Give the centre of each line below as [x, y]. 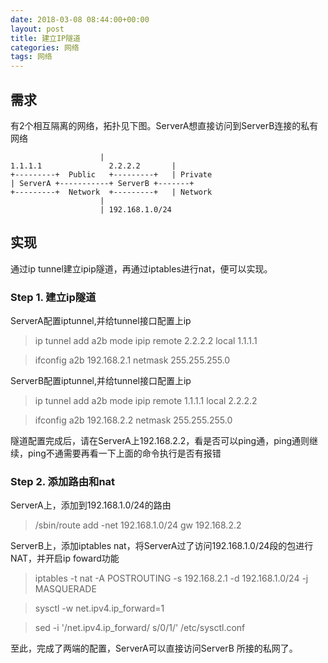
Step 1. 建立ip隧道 [53, 297]
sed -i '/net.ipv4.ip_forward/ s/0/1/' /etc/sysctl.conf [140, 628]
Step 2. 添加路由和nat [63, 481]
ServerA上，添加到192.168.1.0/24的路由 [91, 505]
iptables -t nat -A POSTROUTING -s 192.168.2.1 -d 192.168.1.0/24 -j [171, 578]
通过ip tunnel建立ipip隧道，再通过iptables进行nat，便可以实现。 [141, 268]
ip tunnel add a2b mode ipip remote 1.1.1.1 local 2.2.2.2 [146, 401]
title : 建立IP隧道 [46, 38]
